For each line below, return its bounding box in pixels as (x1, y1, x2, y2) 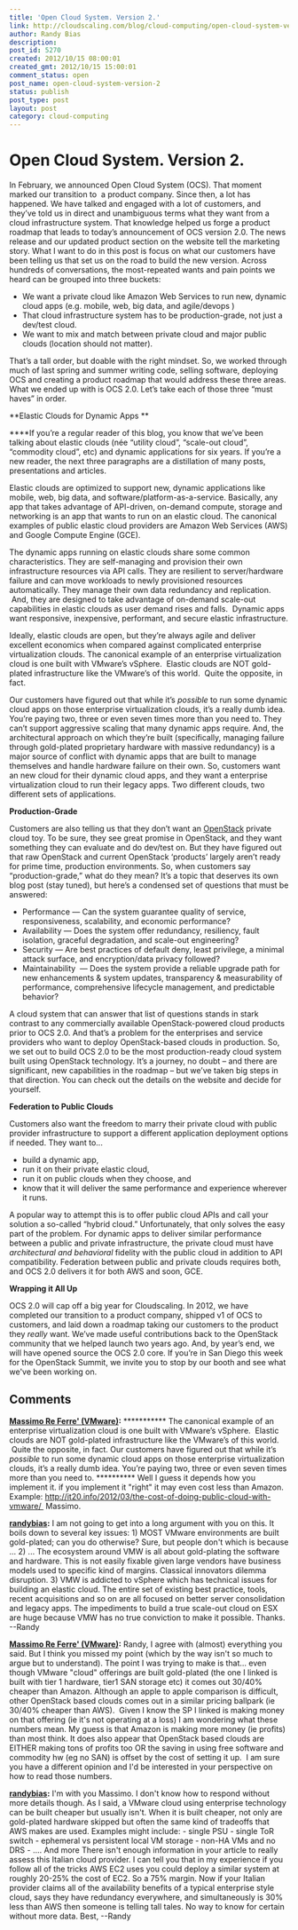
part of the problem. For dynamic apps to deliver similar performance (9, 1229, 262, 1239)
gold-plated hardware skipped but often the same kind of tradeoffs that (9, 1816, 270, 1827)
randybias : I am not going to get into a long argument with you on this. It (9, 1517, 275, 1528)
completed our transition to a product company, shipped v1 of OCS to (9, 1310, 263, 1321)
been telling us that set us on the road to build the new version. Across (9, 255, 268, 266)
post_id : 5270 (9, 46, 62, 55)
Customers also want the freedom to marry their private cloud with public (9, 1119, 278, 1129)
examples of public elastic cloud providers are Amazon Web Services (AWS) (9, 520, 288, 531)
